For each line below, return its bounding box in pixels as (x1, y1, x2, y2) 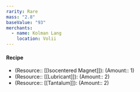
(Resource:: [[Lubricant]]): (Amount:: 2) (14, 73, 110, 80)
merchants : (6, 25, 33, 31)
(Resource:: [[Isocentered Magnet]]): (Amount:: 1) (14, 67, 135, 74)
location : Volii (16, 36, 57, 42)
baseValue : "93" (6, 19, 46, 25)
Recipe (6, 54, 24, 61)
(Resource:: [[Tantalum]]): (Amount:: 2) (14, 80, 109, 87)
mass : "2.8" (6, 14, 35, 20)
